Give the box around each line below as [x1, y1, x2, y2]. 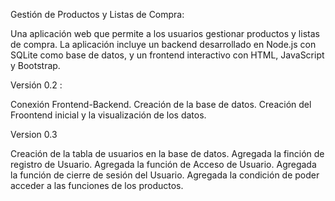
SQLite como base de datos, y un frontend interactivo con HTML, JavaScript [10, 49, 325, 61]
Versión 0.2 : [10, 79, 63, 91]
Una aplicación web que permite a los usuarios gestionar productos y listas [10, 28, 320, 39]
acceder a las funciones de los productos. [10, 180, 184, 191]
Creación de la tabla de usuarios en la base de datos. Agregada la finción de [10, 148, 325, 159]
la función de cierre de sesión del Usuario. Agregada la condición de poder [10, 169, 320, 181]
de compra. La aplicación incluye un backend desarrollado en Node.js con [10, 39, 317, 50]
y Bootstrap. [10, 60, 61, 71]
